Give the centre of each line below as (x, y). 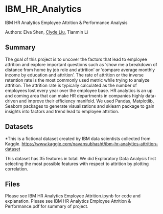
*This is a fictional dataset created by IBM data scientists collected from (78, 139)
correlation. (17, 169)
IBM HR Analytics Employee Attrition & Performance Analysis (66, 23)
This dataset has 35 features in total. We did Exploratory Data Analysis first (81, 158)
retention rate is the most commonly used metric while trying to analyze (78, 80)
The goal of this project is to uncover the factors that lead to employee (76, 59)
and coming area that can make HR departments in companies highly (75, 95)
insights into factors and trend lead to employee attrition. (62, 111)
